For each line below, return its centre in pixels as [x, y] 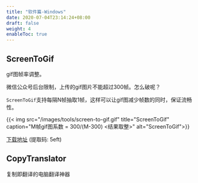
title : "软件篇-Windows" [36, 12]
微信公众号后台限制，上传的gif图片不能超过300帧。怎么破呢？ [84, 87]
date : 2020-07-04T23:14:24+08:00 [48, 18]
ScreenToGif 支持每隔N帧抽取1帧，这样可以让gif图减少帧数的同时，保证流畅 [99, 100]
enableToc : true [27, 34]
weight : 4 [19, 29]
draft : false [23, 23]
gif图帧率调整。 [26, 74]
